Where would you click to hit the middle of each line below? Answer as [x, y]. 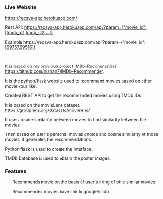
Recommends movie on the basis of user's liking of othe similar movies [83, 182]
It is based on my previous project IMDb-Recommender [61, 66]
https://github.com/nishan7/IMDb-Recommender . [55, 71]
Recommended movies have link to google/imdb [61, 191]
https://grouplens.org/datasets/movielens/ [48, 110]
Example [14, 42]
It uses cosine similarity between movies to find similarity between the [76, 120]
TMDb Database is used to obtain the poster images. [58, 158]
